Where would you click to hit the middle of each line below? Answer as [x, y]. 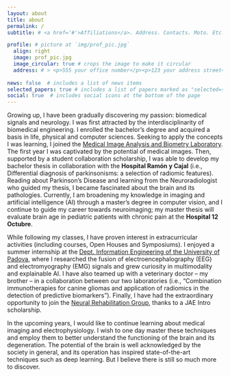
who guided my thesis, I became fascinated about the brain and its [101, 188]
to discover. [24, 367]
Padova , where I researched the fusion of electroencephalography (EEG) [110, 259]
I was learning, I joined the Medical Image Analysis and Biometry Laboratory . [115, 144]
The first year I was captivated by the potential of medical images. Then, [109, 152]
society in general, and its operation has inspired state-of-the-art [99, 352]
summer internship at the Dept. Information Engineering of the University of [114, 252]
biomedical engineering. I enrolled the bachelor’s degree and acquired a [108, 130]
